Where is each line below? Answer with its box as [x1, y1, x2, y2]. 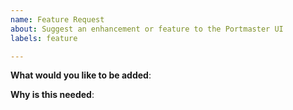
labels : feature [10, 33, 78, 43]
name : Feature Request [10, 14, 105, 25]
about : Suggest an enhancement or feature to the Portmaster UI [10, 24, 284, 34]
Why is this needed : [10, 89, 95, 101]
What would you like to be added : [10, 69, 152, 81]
